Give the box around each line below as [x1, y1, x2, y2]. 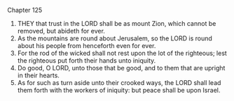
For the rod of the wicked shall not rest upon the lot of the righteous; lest [17, 49, 228, 57]
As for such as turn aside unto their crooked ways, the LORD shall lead [17, 79, 221, 86]
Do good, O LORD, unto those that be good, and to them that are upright [17, 64, 226, 72]
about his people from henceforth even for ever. [17, 42, 156, 49]
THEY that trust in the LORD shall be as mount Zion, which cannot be [17, 20, 216, 27]
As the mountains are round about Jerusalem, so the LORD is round [17, 34, 212, 42]
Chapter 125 [7, 6, 43, 14]
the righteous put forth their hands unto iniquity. [17, 56, 156, 65]
